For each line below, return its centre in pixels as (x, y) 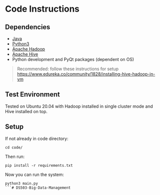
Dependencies (28, 27)
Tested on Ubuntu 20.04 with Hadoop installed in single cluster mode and (79, 106)
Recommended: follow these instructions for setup (68, 69)
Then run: (15, 156)
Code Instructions (42, 9)
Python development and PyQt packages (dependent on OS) (73, 59)
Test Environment (32, 94)
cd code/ (14, 147)
